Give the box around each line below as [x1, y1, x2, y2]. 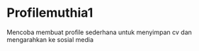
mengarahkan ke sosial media [6, 35, 93, 43]
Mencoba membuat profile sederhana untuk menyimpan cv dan [6, 28, 193, 36]
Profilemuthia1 [6, 5, 93, 21]
